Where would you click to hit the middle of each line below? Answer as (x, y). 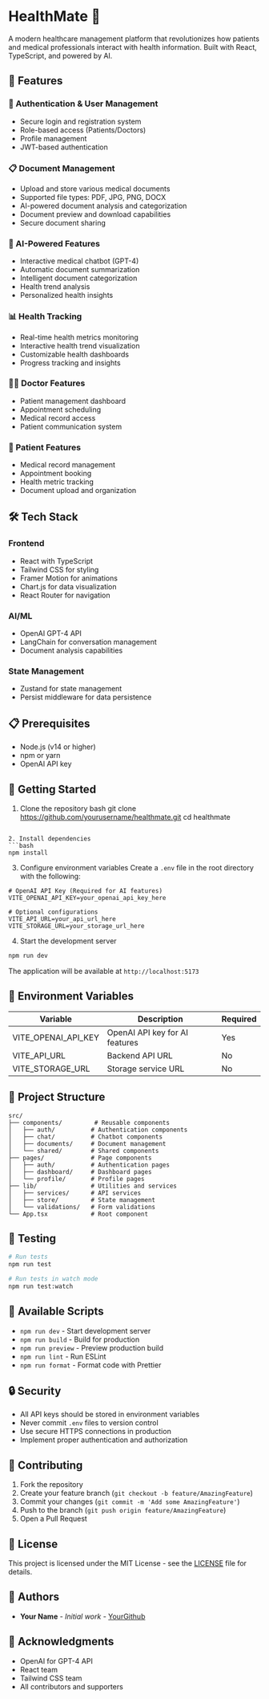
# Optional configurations (53, 912)
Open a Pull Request (54, 1519)
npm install (28, 853)
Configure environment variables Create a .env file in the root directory (137, 868)
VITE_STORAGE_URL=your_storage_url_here (77, 927)
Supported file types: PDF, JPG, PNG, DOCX (93, 197)
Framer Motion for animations (69, 578)
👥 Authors (34, 1597)
